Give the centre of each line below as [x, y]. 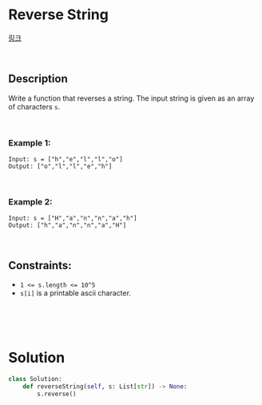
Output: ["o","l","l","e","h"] [60, 167]
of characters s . [34, 106]
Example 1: [30, 143]
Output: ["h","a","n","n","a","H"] [67, 225]
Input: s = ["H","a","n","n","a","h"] [73, 218]
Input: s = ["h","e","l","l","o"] [66, 160]
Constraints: [40, 265]
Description [38, 79]
